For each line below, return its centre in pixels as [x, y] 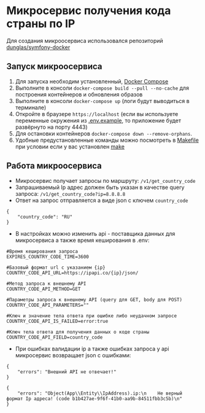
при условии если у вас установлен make [70, 146]
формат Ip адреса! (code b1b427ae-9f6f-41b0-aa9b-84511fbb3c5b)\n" [95, 399]
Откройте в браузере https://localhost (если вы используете [97, 114]
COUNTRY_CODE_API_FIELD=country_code [55, 337]
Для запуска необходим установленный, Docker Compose [92, 81]
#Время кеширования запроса [42, 251]
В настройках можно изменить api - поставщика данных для [95, 233]
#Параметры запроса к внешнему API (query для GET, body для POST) [95, 299]
